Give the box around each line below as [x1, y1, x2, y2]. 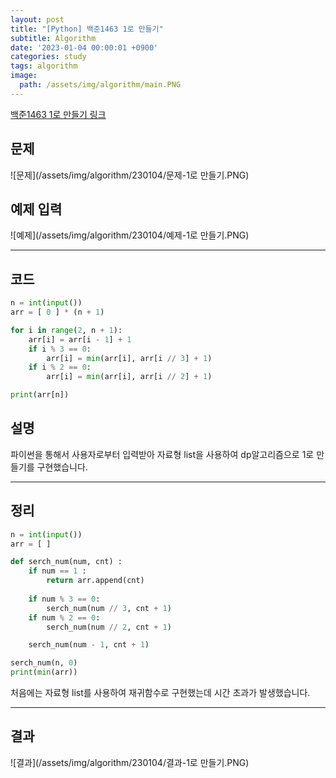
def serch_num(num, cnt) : [10, 557, 123, 567]
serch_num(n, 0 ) [10, 658, 78, 668]
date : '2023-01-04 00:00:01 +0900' [10, 42, 159, 53]
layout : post [10, 14, 65, 25]
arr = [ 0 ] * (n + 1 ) [10, 307, 105, 318]
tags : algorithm [10, 61, 78, 71]
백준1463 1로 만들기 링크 [10, 108, 107, 120]
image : [10, 71, 38, 81]
